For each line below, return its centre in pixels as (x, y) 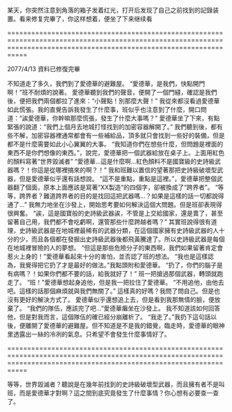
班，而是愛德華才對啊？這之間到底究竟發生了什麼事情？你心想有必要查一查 (113, 393)
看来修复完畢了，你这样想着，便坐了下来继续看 (86, 19)
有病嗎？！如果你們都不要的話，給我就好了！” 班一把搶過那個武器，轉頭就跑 (115, 274)
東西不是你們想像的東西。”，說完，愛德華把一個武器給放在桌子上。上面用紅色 (116, 153)
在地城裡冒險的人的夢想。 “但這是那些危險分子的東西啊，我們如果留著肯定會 (115, 248)
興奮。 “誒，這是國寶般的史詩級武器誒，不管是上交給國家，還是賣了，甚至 (118, 213)
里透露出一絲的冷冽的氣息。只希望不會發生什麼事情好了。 (89, 334)
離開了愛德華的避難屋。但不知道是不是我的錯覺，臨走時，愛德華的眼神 (125, 326)
